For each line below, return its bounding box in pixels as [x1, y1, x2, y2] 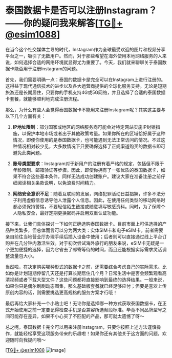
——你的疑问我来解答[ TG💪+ [5, 17, 123, 29]
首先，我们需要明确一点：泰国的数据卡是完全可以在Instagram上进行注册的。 [5, 76, 165, 83]
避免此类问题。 [12, 149, 45, 155]
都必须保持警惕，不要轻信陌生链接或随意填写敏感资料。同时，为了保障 [12, 203, 161, 209]
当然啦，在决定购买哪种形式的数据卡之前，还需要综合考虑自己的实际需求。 [5, 264, 162, 270]
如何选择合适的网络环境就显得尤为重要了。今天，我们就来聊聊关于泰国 [14, 59, 162, 65]
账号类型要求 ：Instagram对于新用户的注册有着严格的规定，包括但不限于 [12, 160, 164, 167]
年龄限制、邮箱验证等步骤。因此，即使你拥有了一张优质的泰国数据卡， [12, 167, 161, 173]
